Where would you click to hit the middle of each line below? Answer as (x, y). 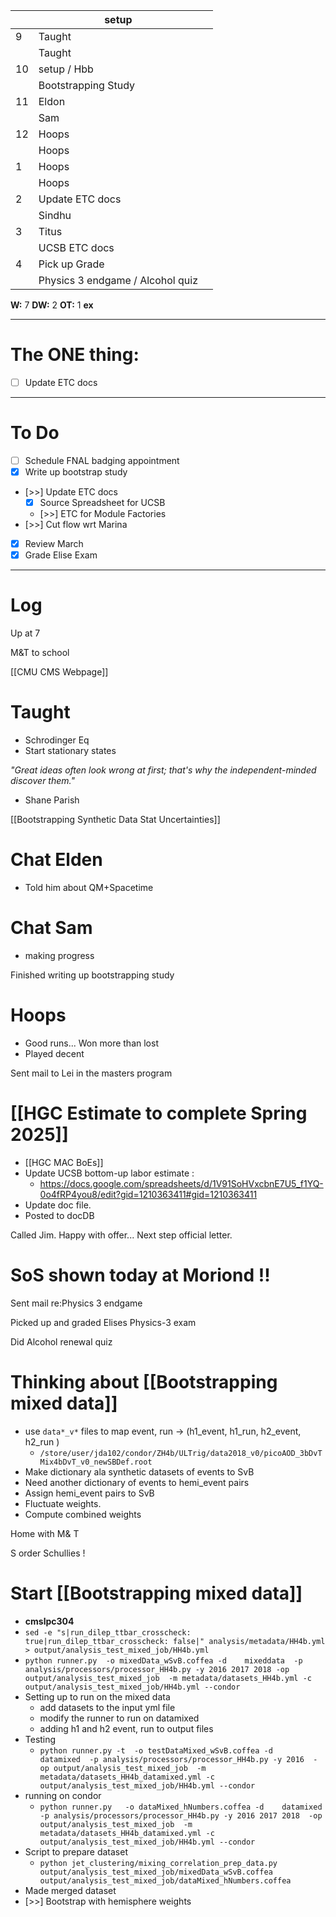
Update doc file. (58, 1205)
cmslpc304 (49, 1621)
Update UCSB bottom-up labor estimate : (109, 1173)
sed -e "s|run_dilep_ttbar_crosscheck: (108, 1632)
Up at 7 (25, 633)
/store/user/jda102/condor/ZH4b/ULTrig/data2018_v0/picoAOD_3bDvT (181, 1453)
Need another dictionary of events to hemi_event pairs (137, 1482)
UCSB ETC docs (76, 247)
